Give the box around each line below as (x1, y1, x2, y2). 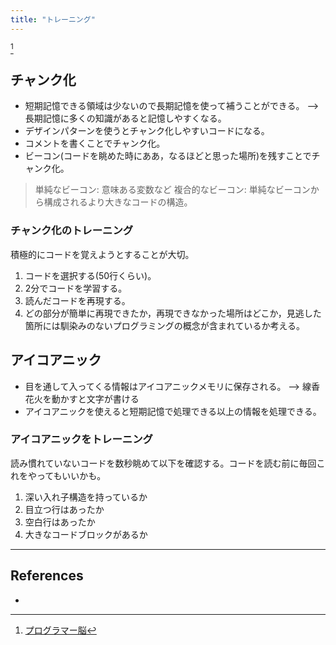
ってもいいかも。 (36, 469, 107, 481)
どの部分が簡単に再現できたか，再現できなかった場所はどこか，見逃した (24, 307, 322, 319)
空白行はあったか (24, 516, 96, 528)
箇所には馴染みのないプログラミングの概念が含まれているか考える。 (24, 319, 305, 331)
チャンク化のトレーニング (10, 224, 134, 238)
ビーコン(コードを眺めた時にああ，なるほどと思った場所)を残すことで (24, 150, 312, 162)
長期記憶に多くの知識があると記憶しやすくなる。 (24, 112, 227, 125)
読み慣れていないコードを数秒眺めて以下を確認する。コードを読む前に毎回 (10, 457, 317, 469)
